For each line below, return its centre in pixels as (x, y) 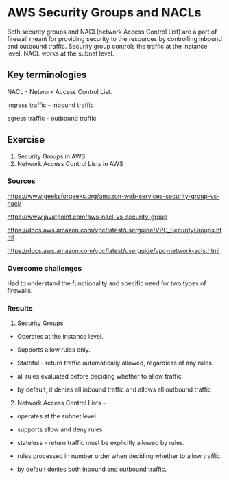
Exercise (26, 140)
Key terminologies (47, 75)
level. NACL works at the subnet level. (61, 53)
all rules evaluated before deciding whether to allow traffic (99, 376)
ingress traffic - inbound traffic (51, 105)
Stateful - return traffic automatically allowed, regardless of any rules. (115, 363)
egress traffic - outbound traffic (52, 118)
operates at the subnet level (56, 416)
